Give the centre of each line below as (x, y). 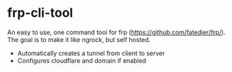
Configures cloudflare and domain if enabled (82, 60)
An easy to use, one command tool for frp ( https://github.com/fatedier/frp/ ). (116, 32)
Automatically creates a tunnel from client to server (91, 53)
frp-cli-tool (40, 13)
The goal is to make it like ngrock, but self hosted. (79, 39)
